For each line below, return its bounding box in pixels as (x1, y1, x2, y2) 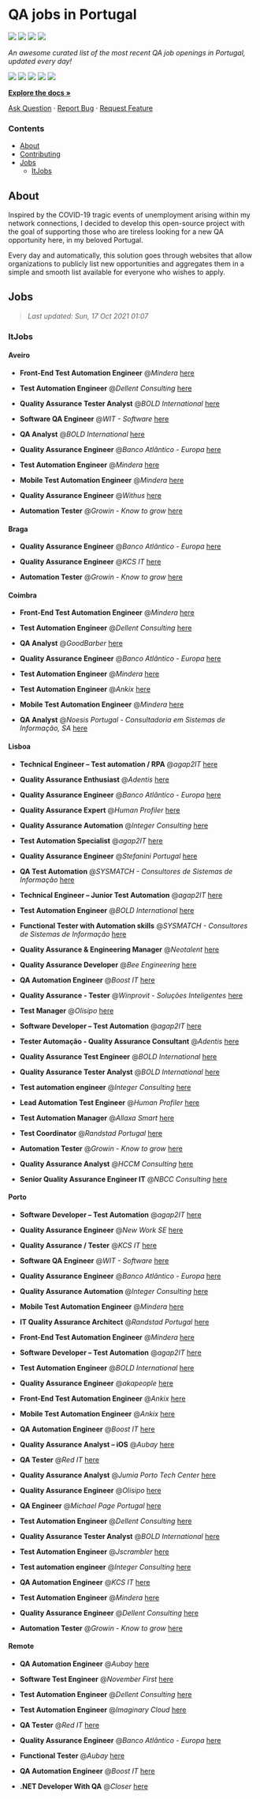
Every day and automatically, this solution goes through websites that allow (8, 251, 252, 260)
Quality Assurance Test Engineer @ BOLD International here (19, 1051, 217, 1061)
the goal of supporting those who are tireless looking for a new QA (8, 227, 225, 236)
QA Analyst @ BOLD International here (19, 429, 145, 439)
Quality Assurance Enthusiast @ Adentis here (19, 775, 169, 784)
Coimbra (8, 590, 37, 600)
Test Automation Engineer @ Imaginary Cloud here (19, 1705, 187, 1714)
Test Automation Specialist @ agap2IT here (19, 835, 163, 845)
